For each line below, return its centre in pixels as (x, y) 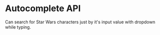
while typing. (18, 27)
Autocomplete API (43, 9)
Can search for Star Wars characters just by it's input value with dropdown (80, 22)
